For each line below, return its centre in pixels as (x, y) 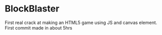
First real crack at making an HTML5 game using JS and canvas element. (81, 22)
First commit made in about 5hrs (38, 27)
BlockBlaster (32, 9)
